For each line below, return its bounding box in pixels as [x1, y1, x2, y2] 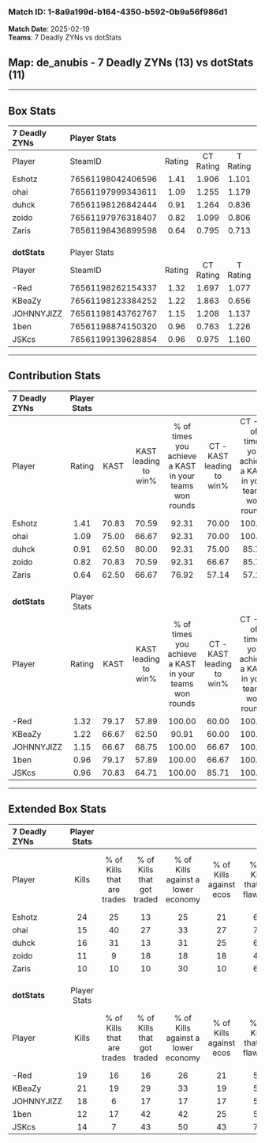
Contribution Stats [8, 369, 101, 382]
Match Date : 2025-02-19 [8, 25, 90, 34]
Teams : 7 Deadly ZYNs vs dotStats [8, 32, 122, 42]
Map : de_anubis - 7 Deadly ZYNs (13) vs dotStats [8, 55, 254, 69]
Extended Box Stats [8, 803, 106, 816]
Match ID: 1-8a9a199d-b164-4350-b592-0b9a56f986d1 [8, 6, 228, 17]
